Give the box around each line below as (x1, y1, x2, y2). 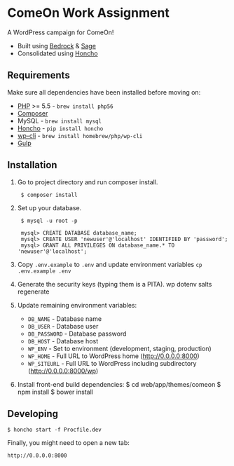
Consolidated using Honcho (17, 49, 98, 57)
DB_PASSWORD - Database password (27, 329, 127, 338)
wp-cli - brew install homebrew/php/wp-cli (17, 131, 143, 139)
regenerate (17, 287, 50, 296)
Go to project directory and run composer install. (17, 177, 158, 186)
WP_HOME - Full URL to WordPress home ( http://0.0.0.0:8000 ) (27, 352, 200, 360)
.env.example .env (17, 268, 71, 275)
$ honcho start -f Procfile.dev (7, 426, 102, 434)
